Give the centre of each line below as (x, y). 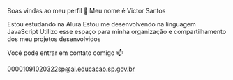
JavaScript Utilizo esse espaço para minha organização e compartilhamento (117, 32)
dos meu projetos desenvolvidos (54, 39)
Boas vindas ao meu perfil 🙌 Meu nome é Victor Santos (87, 11)
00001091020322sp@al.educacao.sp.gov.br (71, 69)
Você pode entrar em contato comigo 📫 (65, 53)
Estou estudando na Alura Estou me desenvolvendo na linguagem (102, 24)
